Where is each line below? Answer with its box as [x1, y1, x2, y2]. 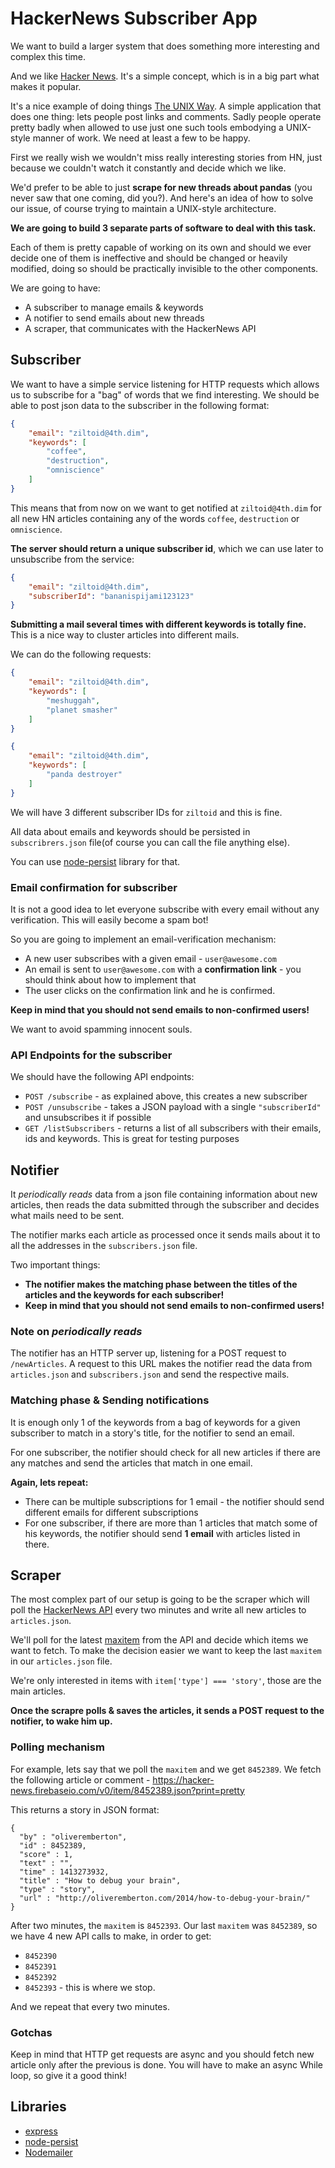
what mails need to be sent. [10, 1210, 125, 1222]
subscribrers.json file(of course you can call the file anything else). [10, 836, 290, 848]
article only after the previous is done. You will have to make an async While [10, 2059, 323, 2071]
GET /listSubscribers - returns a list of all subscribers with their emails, [24, 1122, 322, 1134]
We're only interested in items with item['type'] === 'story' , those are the [10, 1675, 322, 1687]
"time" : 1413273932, [19, 1867, 110, 1877]
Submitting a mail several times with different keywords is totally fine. [10, 618, 307, 631]
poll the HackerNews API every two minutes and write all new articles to [10, 1604, 307, 1616]
